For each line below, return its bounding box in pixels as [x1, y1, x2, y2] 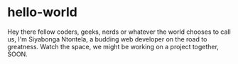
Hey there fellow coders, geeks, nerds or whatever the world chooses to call [7, 27, 231, 36]
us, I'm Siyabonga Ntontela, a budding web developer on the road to [7, 34, 207, 43]
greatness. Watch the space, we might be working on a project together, [7, 42, 219, 51]
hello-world [7, 4, 78, 20]
